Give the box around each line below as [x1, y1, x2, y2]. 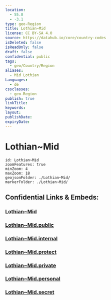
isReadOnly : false [5, 45, 43, 50]
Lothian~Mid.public [5, 221, 54, 228]
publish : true [5, 96, 35, 101]
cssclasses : [5, 86, 30, 92]
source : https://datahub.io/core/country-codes [5, 36, 106, 41]
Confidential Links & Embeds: [5, 193, 99, 201]
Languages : [5, 77, 28, 82]
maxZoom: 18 [5, 171, 30, 176]
